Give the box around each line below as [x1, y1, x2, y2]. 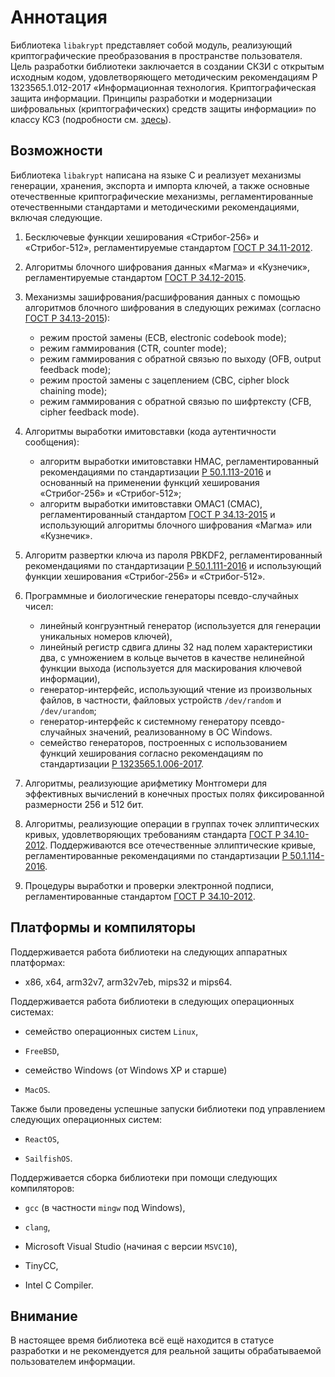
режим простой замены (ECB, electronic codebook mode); [39, 331, 287, 343]
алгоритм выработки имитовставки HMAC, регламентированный [39, 455, 320, 467]
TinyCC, [24, 1259, 59, 1271]
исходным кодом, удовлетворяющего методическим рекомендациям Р [10, 71, 318, 83]
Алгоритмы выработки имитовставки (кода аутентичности [24, 425, 277, 437]
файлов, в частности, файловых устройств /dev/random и [39, 694, 282, 706]
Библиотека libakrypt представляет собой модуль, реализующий [10, 39, 293, 51]
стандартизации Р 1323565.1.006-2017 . [39, 757, 205, 770]
